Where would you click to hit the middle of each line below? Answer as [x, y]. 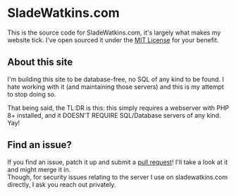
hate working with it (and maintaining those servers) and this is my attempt [116, 87]
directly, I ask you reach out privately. [62, 184]
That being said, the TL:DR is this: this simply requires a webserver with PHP [118, 108]
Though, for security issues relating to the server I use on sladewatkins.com [117, 177]
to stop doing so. [32, 94]
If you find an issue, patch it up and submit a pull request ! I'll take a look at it [118, 162]
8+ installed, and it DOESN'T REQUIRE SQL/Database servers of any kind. [114, 115]
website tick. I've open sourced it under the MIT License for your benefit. [113, 39]
